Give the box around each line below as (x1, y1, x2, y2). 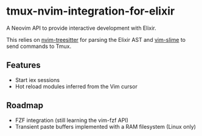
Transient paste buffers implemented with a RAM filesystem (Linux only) (15, 123, 197, 130)
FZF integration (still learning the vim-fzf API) (15, 117, 129, 124)
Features (6, 60, 41, 70)
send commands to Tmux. (6, 42, 72, 50)
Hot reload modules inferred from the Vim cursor (15, 83, 138, 90)
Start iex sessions (15, 76, 60, 83)
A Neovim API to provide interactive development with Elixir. (6, 24, 156, 32)
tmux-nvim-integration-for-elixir (6, 4, 175, 18)
